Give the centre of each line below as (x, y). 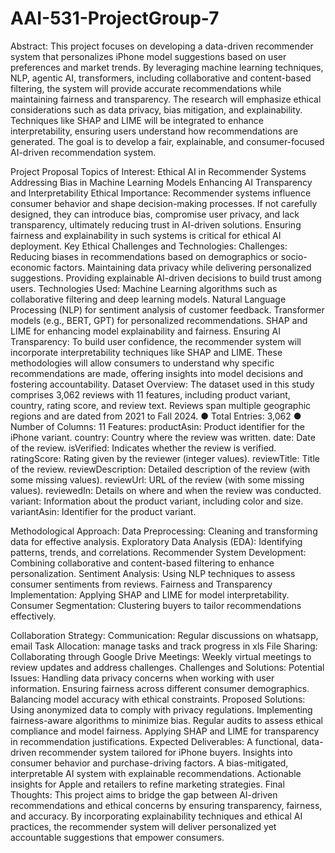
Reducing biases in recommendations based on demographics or (144, 256)
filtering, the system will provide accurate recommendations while (146, 88)
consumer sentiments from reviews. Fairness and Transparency (141, 584)
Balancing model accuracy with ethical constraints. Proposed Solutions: (158, 699)
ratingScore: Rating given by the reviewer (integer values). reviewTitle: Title (165, 458)
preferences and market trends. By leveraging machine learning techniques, (167, 67)
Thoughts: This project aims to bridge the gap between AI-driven (144, 794)
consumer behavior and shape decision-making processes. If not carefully (164, 203)
